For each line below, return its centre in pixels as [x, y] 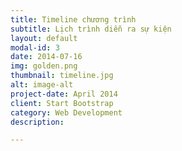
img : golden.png [44, 66]
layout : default [44, 38]
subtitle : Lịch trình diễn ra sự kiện [91, 29]
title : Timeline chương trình [73, 19]
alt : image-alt [42, 85]
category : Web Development [66, 112]
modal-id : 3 [35, 47]
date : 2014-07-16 [46, 57]
